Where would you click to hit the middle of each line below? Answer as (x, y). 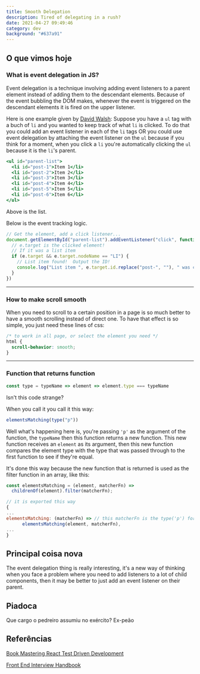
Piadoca (22, 606)
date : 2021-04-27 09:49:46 (40, 23)
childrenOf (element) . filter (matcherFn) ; (62, 491)
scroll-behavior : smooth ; (44, 347)
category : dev (24, 28)
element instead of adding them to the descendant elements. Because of (96, 94)
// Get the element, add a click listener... (63, 234)
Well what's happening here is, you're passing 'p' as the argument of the (96, 431)
